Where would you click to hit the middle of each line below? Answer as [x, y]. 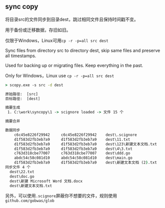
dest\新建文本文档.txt [31, 186]
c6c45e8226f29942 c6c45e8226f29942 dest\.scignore [76, 135]
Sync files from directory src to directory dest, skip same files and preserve [83, 50]
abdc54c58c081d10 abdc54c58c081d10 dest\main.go [74, 158]
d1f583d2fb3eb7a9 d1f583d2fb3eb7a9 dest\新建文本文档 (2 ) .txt [85, 163]
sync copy [22, 7]
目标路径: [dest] [23, 99]
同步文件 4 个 [18, 167]
